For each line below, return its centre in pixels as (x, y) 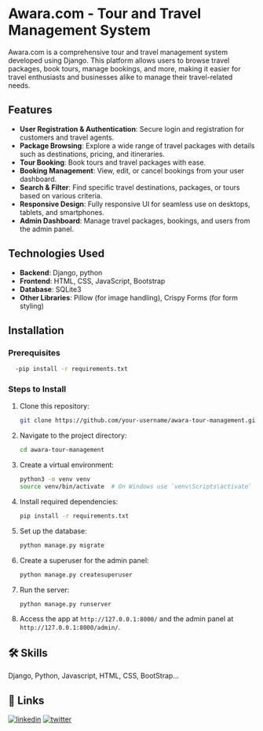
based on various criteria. (61, 195)
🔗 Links (26, 700)
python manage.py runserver (65, 604)
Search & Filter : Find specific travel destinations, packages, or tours (130, 187)
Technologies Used (56, 254)
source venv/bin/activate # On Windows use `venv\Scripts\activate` (136, 487)
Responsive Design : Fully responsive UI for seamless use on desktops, (135, 204)
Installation (36, 330)
